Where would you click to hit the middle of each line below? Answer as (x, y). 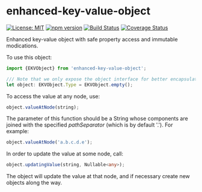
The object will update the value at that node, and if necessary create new (98, 176)
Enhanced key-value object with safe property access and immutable (92, 39)
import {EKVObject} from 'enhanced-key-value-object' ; (76, 68)
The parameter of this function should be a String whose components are (97, 119)
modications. (22, 46)
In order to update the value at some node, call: (65, 154)
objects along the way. (34, 183)
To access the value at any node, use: (53, 96)
